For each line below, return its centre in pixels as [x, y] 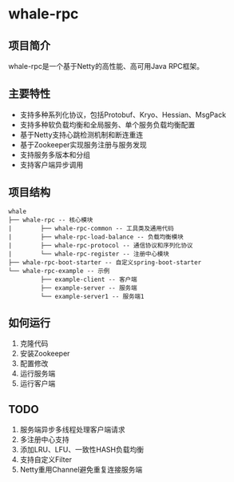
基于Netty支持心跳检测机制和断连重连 [81, 135]
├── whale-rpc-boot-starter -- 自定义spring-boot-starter [105, 262]
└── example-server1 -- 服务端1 [92, 296]
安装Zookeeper [45, 354]
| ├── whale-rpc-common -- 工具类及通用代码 [91, 228]
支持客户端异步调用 [52, 164]
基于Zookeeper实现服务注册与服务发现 [83, 144]
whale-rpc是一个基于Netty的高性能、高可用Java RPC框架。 [106, 66]
